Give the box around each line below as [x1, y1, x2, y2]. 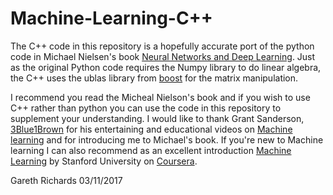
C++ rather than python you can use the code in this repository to [10, 102, 282, 114]
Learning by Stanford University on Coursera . [10, 155, 198, 167]
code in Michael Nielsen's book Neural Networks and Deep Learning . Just [10, 50, 316, 62]
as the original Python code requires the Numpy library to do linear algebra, [10, 61, 322, 73]
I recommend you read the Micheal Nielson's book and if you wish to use [10, 91, 311, 103]
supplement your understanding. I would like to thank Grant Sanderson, [10, 112, 305, 124]
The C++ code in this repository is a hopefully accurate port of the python [10, 40, 315, 52]
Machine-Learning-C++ [10, 7, 213, 30]
